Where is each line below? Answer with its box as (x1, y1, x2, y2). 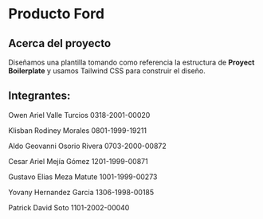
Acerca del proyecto (8, 37, 112, 50)
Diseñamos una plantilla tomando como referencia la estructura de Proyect (8, 57, 255, 67)
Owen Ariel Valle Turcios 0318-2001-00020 (8, 110, 151, 119)
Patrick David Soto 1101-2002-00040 (8, 202, 130, 212)
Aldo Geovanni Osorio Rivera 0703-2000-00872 (8, 141, 167, 151)
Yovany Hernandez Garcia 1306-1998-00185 (8, 187, 155, 197)
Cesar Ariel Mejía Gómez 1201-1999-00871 (8, 156, 149, 166)
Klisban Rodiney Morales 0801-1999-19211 (8, 125, 147, 135)
